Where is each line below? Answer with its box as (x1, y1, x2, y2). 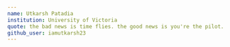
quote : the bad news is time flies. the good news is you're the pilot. (7, 23, 224, 30)
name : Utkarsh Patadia (7, 10, 74, 17)
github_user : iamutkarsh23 (7, 29, 86, 37)
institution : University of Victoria (7, 17, 118, 23)
